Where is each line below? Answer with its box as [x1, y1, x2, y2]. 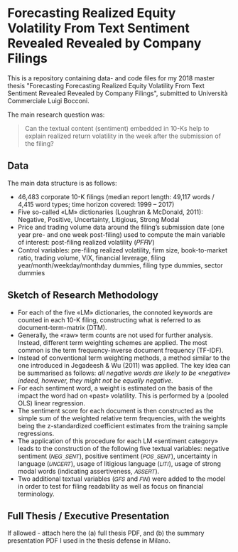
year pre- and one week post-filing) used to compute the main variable [17, 230, 226, 239]
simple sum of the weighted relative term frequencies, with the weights [17, 414, 226, 423]
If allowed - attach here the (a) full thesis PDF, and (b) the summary [7, 529, 205, 538]
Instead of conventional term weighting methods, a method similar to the [17, 354, 231, 362]
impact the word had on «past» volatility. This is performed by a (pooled [17, 391, 229, 400]
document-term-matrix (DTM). [17, 323, 107, 331]
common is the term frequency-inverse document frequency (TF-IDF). [17, 346, 224, 354]
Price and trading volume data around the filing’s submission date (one [17, 223, 225, 231]
